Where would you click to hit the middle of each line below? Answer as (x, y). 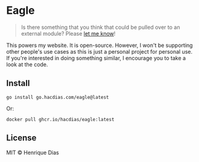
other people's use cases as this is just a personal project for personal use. (99, 51)
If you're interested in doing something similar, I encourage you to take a (96, 58)
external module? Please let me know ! (68, 33)
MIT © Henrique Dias (33, 152)
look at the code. (27, 64)
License (21, 138)
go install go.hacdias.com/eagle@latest (58, 97)
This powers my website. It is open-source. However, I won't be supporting (99, 45)
